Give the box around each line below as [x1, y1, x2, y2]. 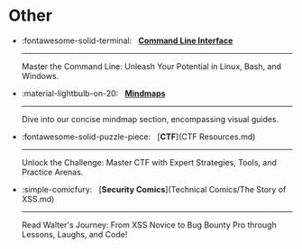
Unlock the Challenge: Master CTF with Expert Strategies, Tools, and [21, 156, 277, 167]
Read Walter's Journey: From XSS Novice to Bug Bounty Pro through [21, 219, 277, 230]
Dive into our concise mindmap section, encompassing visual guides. [21, 113, 279, 124]
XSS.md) [21, 193, 55, 204]
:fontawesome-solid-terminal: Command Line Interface [21, 35, 233, 46]
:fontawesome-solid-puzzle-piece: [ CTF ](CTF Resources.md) [21, 131, 256, 142]
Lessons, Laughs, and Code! [21, 228, 128, 239]
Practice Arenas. [21, 166, 84, 177]
